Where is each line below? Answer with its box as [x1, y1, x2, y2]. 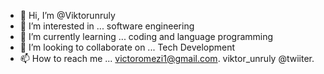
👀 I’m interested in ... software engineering [19, 20, 195, 32]
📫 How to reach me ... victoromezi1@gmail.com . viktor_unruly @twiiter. [19, 53, 315, 64]
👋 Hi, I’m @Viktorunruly [19, 10, 116, 21]
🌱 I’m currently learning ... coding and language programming [19, 31, 274, 42]
